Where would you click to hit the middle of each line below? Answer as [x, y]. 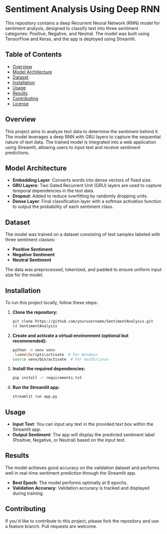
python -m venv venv [34, 350]
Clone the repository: [35, 312]
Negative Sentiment [33, 255]
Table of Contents [34, 55]
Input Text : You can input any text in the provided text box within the [83, 424]
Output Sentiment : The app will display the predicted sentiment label [83, 434]
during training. [28, 493]
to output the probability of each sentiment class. [63, 207]
